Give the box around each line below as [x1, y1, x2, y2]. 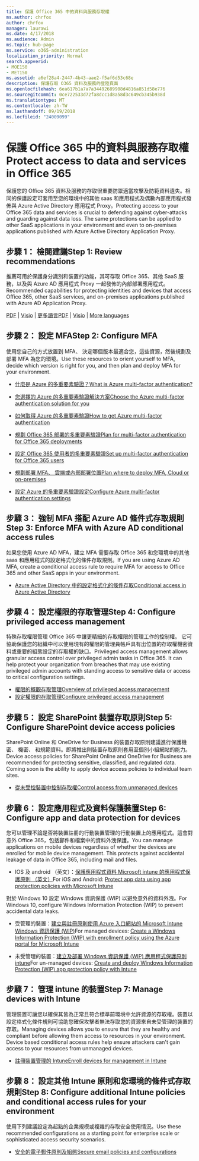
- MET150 [6, 70, 28, 76]
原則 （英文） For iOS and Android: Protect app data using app [20, 876, 171, 883]
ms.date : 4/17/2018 [6, 31, 54, 37]
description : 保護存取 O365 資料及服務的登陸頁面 [6, 81, 118, 87]
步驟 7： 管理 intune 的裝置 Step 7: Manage [6, 984, 163, 994]
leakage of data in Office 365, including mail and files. [6, 856, 138, 863]
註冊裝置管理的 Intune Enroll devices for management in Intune [14, 1057, 167, 1064]
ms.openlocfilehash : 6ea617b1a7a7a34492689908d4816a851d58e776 [6, 86, 166, 92]
